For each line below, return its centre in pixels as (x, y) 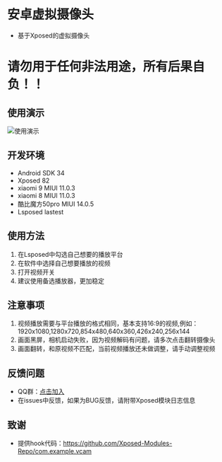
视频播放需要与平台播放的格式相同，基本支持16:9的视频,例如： (108, 323)
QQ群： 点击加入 (41, 392)
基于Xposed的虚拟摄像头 (54, 35)
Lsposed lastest (41, 212)
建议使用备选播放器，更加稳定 (61, 281)
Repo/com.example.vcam (55, 451)
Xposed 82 (33, 180)
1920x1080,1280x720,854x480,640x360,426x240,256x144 (104, 331)
